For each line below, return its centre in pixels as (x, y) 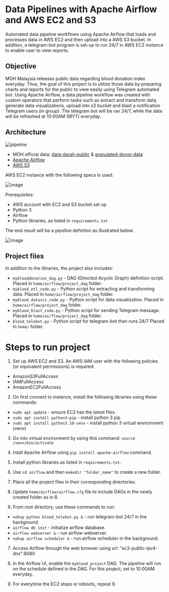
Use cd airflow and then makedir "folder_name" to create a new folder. (87, 472)
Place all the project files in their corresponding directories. (74, 482)
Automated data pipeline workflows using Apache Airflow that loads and (80, 34)
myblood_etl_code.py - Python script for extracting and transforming (83, 289)
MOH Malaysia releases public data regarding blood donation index (75, 78)
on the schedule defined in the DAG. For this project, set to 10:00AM (83, 569)
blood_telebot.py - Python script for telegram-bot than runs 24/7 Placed (88, 321)
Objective (21, 66)
